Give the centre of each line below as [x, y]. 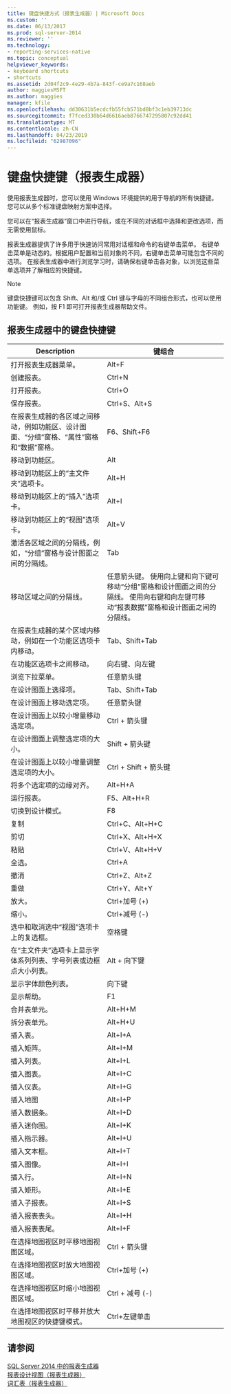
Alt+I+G [119, 1086]
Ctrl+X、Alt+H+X [134, 836]
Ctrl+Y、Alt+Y [130, 888]
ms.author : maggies [35, 97]
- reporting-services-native [49, 52]
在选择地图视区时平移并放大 [56, 1311]
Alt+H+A [121, 785]
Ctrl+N [118, 377]
